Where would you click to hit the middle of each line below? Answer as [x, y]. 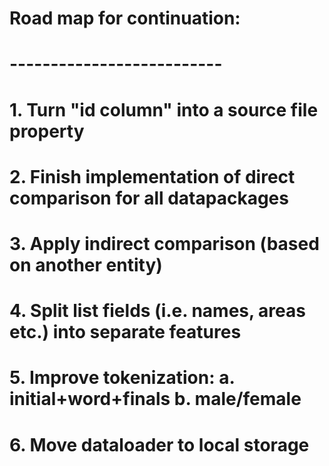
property [47, 131]
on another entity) [86, 264]
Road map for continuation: [125, 18]
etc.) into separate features [125, 332]
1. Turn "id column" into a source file [164, 109]
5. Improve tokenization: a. [122, 378]
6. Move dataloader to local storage [159, 444]
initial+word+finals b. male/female [155, 399]
